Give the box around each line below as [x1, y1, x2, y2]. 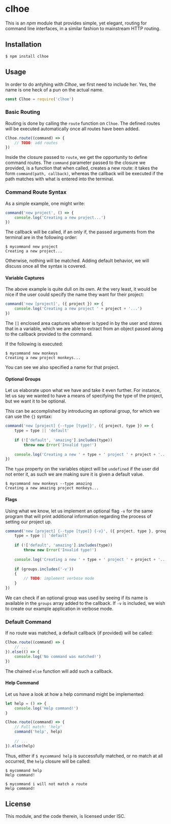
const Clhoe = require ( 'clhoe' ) [5, 97, 74, 102]
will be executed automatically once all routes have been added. [5, 126, 140, 132]
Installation [5, 40, 42, 49]
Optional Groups [5, 376, 41, 382]
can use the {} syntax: [5, 413, 52, 419]
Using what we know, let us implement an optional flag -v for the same [5, 508, 153, 514]
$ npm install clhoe [5, 54, 49, 59]
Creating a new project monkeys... [5, 356, 81, 361]
